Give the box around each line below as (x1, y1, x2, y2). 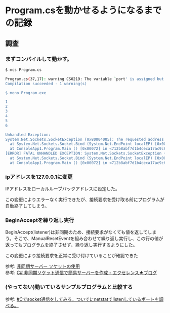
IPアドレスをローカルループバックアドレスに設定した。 (5, 186, 120, 192)
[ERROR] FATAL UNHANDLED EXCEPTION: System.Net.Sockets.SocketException (5, 151, 162, 156)
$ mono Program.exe (5, 90, 47, 95)
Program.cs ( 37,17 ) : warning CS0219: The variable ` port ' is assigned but (5, 76, 164, 82)
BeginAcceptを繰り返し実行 (5, 216, 74, 223)
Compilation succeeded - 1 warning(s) (5, 81, 87, 86)
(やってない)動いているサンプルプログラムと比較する (5, 284, 133, 291)
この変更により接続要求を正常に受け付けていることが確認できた (5, 253, 138, 259)
